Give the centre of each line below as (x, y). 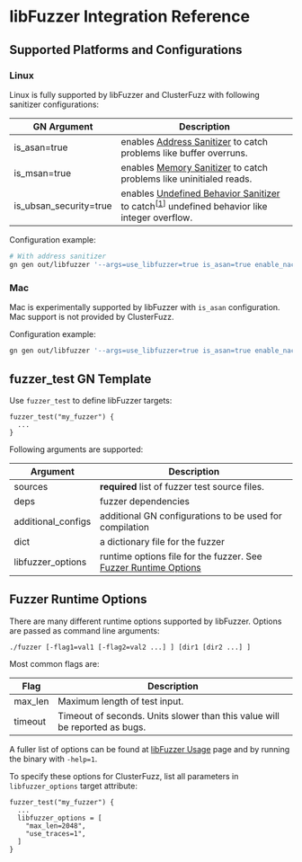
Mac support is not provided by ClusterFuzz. (92, 317)
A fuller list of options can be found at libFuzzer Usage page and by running (150, 749)
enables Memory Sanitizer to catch (194, 167)
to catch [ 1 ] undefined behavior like (194, 205)
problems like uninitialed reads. (187, 179)
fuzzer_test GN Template (80, 379)
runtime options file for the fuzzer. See (181, 556)
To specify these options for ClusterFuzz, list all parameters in (124, 776)
